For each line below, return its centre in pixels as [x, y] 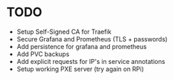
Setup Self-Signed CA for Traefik [64, 32]
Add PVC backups [43, 54]
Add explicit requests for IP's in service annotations [91, 61]
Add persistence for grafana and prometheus [82, 46]
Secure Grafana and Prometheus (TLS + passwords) [92, 39]
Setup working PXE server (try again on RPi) [80, 69]
